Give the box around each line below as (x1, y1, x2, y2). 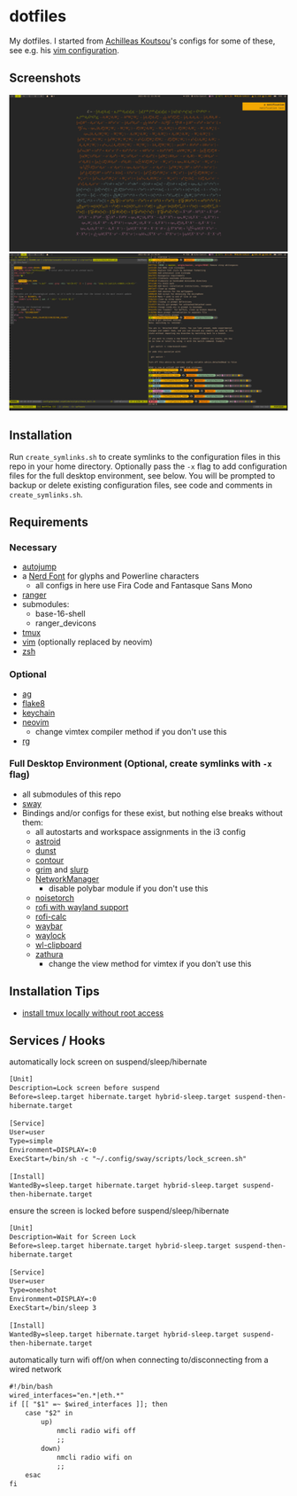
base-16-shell (34, 609, 86, 619)
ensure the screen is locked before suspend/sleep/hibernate (9, 1205, 230, 1216)
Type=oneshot (9, 1286, 57, 1295)
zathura (34, 948, 64, 959)
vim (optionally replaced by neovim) (21, 636, 153, 648)
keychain (21, 707, 56, 718)
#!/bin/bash (9, 1383, 53, 1391)
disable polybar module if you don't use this (48, 883, 209, 893)
